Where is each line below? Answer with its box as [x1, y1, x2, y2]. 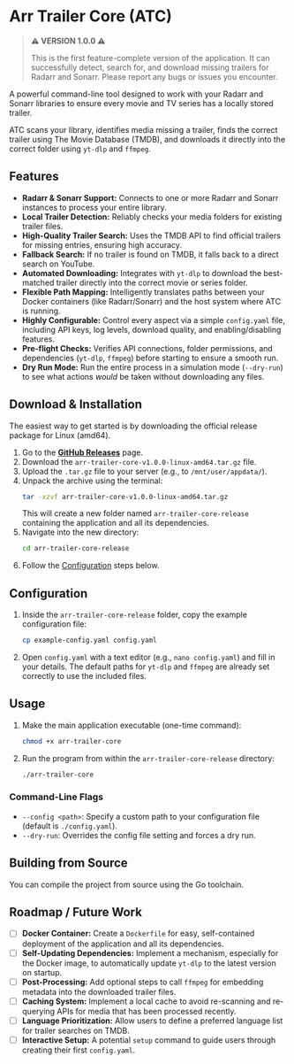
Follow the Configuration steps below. [21, 560, 160, 571]
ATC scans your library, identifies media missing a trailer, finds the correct [9, 124, 278, 135]
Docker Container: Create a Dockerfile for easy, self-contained [21, 928, 255, 939]
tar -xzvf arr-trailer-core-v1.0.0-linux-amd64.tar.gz [21, 492, 229, 501]
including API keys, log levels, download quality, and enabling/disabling [21, 324, 282, 335]
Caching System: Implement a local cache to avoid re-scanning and [21, 996, 271, 1006]
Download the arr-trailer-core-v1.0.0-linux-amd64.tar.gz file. [21, 456, 257, 466]
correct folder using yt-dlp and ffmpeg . [9, 143, 152, 154]
